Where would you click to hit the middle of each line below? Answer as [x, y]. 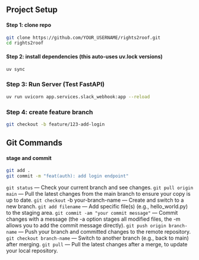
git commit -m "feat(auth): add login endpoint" [67, 176]
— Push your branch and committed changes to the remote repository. [105, 232]
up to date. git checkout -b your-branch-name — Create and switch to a [95, 200]
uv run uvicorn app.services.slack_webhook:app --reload [78, 97]
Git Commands [34, 143]
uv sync [16, 69]
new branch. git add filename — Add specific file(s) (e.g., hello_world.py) [97, 206]
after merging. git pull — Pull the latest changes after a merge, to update [97, 245]
